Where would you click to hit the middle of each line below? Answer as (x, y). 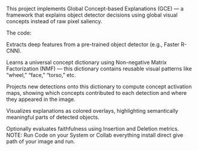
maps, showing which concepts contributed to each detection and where (97, 93)
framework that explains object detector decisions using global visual (92, 15)
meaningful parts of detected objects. (53, 117)
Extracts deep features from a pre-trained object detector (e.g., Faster (93, 44)
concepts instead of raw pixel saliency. (54, 21)
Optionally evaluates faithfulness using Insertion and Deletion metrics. (93, 129)
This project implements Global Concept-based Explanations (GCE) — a (95, 9)
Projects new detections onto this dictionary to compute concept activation (99, 87)
